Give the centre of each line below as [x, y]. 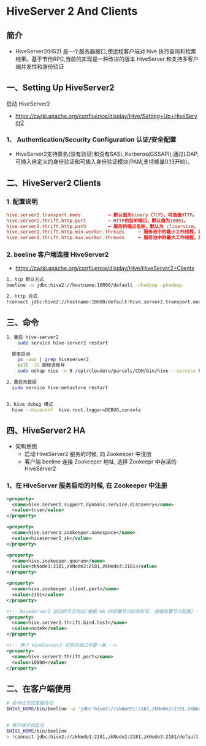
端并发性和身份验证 [40, 67]
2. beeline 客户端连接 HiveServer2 [58, 254]
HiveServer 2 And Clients [72, 11]
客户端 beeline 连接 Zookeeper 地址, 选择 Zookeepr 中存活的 [100, 462]
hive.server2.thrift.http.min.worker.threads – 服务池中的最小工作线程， [102, 232]
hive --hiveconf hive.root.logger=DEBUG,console [76, 410]
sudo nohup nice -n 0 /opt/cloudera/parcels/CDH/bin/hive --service [107, 371]
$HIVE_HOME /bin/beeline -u [41, 709]
